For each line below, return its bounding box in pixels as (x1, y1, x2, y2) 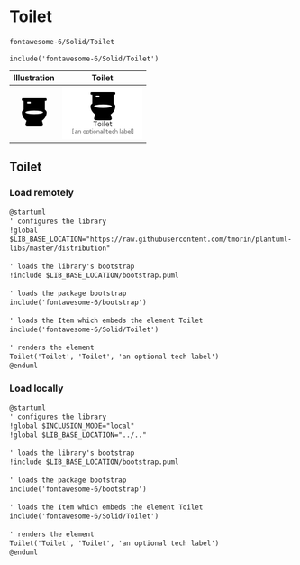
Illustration (13, 72, 56, 83)
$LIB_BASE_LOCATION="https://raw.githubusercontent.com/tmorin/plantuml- (9, 235, 293, 244)
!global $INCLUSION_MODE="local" (9, 421, 135, 431)
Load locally (9, 382, 64, 394)
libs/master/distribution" (9, 244, 111, 253)
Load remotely (9, 186, 75, 199)
